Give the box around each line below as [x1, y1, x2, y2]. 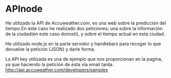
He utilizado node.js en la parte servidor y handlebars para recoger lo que [5, 40, 161, 46]
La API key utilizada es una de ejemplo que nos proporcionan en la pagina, [5, 56, 163, 62]
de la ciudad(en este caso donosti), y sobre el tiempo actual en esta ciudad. [5, 31, 165, 37]
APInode [5, 3, 42, 15]
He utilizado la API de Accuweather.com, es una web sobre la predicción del [5, 20, 166, 26]
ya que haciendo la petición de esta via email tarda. [5, 61, 114, 67]
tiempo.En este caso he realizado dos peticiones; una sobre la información [5, 25, 163, 31]
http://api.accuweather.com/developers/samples [5, 67, 109, 73]
